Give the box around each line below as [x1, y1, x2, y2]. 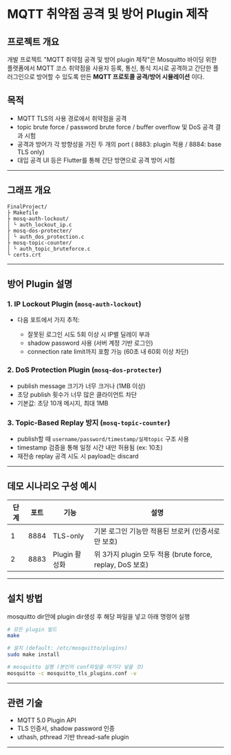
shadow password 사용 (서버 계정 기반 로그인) [27, 339, 153, 348]
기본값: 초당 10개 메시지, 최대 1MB [16, 398, 109, 407]
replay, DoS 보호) [93, 560, 149, 569]
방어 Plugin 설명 [7, 278, 73, 290]
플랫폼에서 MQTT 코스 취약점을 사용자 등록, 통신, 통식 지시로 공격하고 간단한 [7, 64, 212, 72]
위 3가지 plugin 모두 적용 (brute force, [93, 549, 213, 559]
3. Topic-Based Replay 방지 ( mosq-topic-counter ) [7, 418, 170, 427]
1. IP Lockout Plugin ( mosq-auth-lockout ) [7, 299, 142, 308]
